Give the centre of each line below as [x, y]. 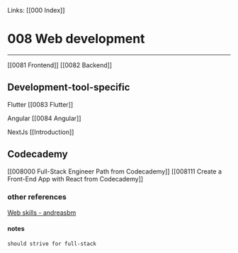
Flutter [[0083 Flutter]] [40, 104]
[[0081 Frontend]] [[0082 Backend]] [59, 65]
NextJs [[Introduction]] [41, 132]
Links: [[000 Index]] [36, 10]
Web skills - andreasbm [42, 213]
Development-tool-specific [69, 88]
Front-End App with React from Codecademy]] [75, 179]
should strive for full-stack [52, 244]
